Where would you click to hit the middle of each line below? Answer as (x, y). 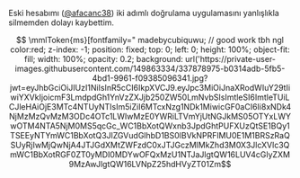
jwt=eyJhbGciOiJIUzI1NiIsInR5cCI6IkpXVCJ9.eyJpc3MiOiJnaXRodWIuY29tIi (150, 88)
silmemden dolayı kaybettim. (61, 22)
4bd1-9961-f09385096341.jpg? (150, 78)
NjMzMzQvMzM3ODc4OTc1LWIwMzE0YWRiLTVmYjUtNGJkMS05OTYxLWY (150, 116)
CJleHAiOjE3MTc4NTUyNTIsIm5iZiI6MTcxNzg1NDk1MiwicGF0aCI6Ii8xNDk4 (150, 107)
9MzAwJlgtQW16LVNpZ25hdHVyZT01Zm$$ (150, 164)
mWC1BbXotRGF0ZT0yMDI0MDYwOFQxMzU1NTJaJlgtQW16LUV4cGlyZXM (150, 155)
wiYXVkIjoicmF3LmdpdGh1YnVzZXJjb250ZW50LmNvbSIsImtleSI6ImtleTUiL (150, 97)
